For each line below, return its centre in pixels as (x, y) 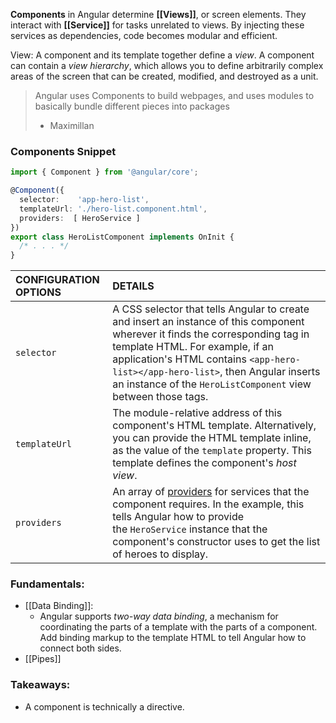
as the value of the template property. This (212, 451)
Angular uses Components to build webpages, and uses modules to (174, 95)
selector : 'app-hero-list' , (84, 200)
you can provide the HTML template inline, (212, 438)
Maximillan (72, 125)
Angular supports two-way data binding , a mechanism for (159, 616)
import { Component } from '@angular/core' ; (104, 172)
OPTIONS (38, 292)
